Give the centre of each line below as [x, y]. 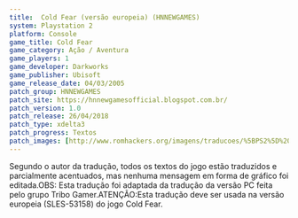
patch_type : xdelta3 [47, 125]
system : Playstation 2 [51, 26]
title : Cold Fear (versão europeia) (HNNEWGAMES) [105, 17]
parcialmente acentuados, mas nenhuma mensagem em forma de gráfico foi [149, 175]
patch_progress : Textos [53, 133]
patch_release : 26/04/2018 [59, 116]
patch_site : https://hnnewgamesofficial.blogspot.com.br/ [118, 100]
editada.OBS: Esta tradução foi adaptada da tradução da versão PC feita [141, 185]
